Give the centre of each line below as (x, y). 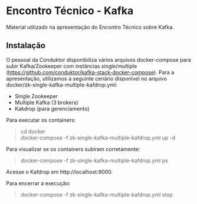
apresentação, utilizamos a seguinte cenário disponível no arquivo (86, 78)
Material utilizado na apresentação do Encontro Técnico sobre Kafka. (90, 27)
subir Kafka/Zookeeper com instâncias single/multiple (72, 66)
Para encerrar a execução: (38, 183)
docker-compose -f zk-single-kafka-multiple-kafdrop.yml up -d (98, 138)
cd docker (33, 131)
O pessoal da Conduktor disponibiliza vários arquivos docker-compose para (99, 59)
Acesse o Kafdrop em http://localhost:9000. (60, 172)
